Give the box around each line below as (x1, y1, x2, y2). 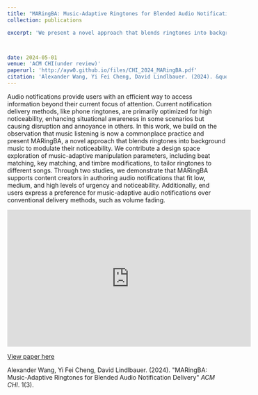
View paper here (7, 352, 55, 360)
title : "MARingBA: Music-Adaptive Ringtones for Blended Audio (7, 10, 195, 17)
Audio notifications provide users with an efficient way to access (7, 92, 193, 101)
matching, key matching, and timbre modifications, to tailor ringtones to (7, 159, 212, 167)
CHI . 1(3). (7, 380, 34, 389)
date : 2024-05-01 (7, 54, 58, 61)
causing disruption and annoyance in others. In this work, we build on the (7, 122, 218, 130)
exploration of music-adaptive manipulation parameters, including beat (7, 151, 211, 160)
